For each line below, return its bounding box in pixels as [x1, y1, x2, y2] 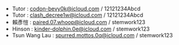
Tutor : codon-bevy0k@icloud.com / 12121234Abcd [12, 5, 141, 12]
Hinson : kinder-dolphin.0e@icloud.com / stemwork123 [12, 25, 150, 32]
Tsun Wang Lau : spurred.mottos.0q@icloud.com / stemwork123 [12, 32, 173, 38]
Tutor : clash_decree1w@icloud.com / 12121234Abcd [12, 11, 144, 19]
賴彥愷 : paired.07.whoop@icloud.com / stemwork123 [12, 19, 146, 26]
